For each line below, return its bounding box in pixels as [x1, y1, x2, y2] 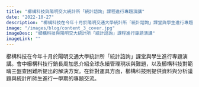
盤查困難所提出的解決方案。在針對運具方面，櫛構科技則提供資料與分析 [16, 68, 188, 74]
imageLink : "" [6, 36, 41, 42]
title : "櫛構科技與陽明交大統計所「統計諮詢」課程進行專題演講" [6, 8, 145, 15]
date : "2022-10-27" [6, 14, 54, 20]
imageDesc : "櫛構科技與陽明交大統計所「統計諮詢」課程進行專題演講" [6, 31, 156, 36]
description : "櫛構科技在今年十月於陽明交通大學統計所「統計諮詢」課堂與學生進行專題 [6, 19, 194, 25]
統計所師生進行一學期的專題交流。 [16, 75, 99, 82]
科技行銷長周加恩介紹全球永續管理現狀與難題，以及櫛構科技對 [37, 60, 188, 67]
